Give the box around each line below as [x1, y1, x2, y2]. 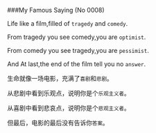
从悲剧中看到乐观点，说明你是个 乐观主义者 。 [7, 89, 130, 97]
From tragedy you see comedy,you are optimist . [7, 33, 146, 41]
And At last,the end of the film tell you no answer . [7, 60, 146, 68]
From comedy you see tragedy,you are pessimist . [7, 47, 149, 54]
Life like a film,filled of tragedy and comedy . [7, 19, 128, 27]
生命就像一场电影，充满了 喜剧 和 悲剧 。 [7, 75, 113, 82]
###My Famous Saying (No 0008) [7, 6, 105, 14]
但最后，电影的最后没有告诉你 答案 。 [7, 118, 109, 127]
